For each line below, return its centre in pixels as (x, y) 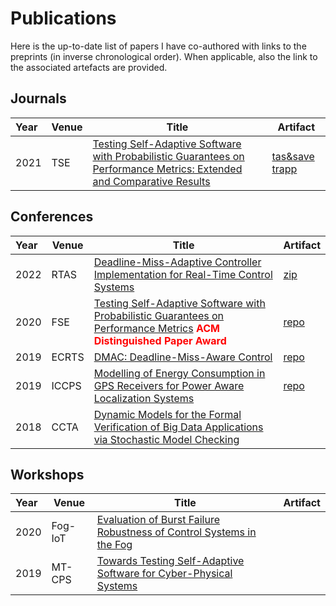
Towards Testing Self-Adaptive (170, 561)
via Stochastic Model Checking (166, 439)
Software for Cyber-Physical (164, 574)
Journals (38, 98)
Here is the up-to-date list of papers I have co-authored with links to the (158, 46)
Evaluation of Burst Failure (158, 520)
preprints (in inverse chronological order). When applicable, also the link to (164, 56)
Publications (63, 18)
